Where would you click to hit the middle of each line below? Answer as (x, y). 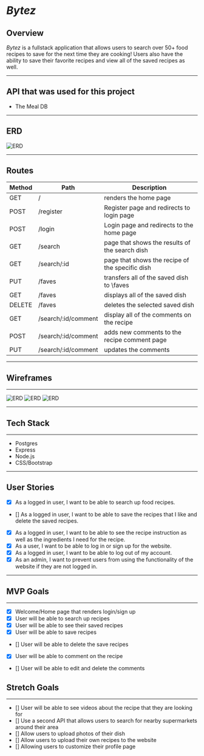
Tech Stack (28, 423)
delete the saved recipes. (47, 521)
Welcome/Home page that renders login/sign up (75, 612)
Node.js (25, 456)
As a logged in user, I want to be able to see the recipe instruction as (101, 532)
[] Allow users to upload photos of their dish (70, 734)
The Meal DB (31, 106)
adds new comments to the (143, 332)
